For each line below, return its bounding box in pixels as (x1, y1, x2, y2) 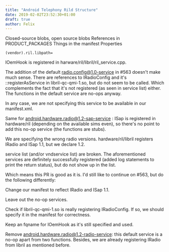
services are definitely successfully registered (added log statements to (5, 157, 155, 163)
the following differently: (5, 177, 56, 183)
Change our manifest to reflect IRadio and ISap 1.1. (5, 187, 109, 193)
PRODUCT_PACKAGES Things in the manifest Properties (5, 41, 123, 47)
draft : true (5, 17, 30, 22)
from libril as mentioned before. (5, 242, 71, 248)
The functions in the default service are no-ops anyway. (5, 90, 122, 96)
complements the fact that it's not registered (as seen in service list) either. (5, 85, 161, 91)
